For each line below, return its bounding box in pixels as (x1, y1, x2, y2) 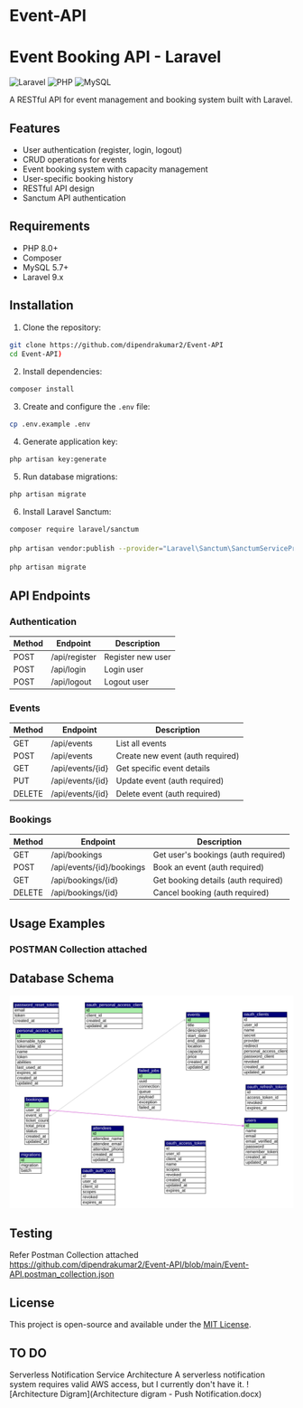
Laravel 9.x (22, 271, 64, 282)
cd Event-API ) (9, 350, 63, 359)
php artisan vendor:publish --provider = (9, 543, 164, 553)
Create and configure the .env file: (22, 402, 151, 412)
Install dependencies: (22, 366, 103, 377)
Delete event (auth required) (115, 788, 221, 798)
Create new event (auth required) (115, 750, 240, 761)
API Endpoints (9, 588, 91, 603)
